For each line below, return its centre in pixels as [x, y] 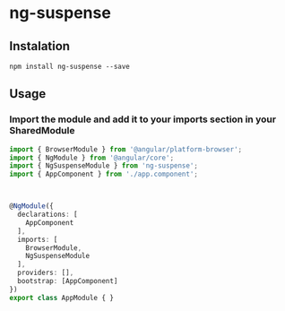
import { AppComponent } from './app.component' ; [104, 174]
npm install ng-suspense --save [69, 66]
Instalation [39, 46]
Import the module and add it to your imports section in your [142, 119]
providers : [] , [46, 273]
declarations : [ [47, 215]
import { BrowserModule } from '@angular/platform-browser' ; [126, 149]
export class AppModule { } [62, 298]
